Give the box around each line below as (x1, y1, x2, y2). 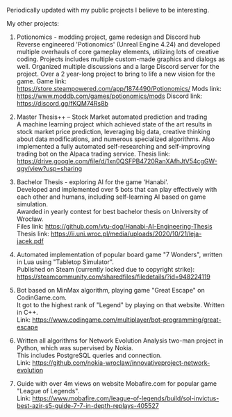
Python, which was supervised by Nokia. (16, 344, 133, 352)
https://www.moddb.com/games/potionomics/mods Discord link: (16, 92, 203, 100)
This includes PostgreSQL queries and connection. (16, 351, 163, 359)
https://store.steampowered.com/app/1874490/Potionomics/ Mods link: (16, 85, 222, 92)
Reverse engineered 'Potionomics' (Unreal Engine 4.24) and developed (16, 40, 220, 48)
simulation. (16, 200, 49, 208)
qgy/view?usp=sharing (16, 165, 83, 172)
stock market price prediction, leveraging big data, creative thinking (16, 128, 210, 136)
